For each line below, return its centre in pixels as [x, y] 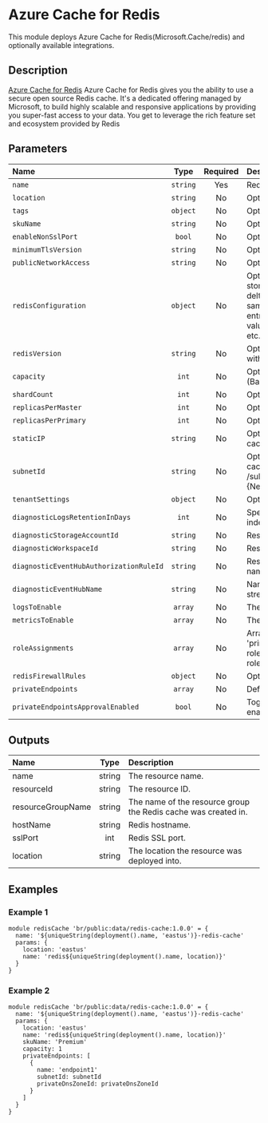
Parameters [38, 149]
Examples [33, 889]
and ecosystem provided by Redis [64, 123]
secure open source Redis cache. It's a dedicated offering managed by [125, 98]
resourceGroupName [52, 807]
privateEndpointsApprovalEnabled [76, 707]
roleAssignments [43, 648]
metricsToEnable [43, 620]
